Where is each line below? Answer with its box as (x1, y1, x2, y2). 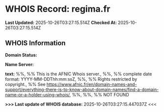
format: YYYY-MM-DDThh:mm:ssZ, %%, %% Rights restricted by (5, 76, 138, 82)
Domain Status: (5, 52, 38, 58)
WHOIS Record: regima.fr (5, 3, 111, 15)
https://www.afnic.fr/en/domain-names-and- (46, 81, 137, 87)
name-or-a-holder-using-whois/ (5, 91, 70, 97)
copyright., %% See (5, 81, 46, 87)
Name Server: (5, 61, 34, 67)
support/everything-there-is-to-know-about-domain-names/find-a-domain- (5, 87, 159, 92)
